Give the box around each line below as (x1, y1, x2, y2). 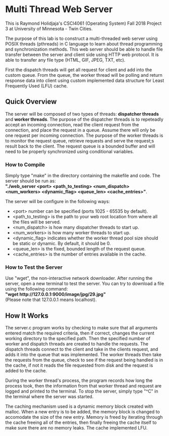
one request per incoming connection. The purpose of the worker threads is (5, 132, 163, 138)
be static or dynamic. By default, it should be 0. (12, 240, 111, 247)
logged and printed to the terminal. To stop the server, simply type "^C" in (5, 388, 158, 395)
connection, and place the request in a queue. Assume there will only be (5, 127, 155, 133)
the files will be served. (12, 219, 61, 225)
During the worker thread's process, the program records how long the (5, 377, 153, 383)
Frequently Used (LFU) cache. (5, 82, 68, 89)
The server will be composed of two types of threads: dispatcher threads (5, 111, 159, 117)
